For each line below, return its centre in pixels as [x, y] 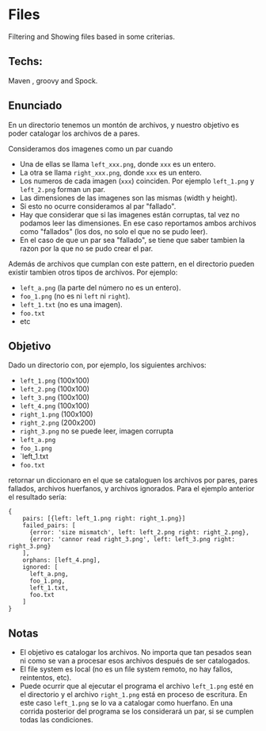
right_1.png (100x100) [56, 414]
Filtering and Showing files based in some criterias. [92, 37]
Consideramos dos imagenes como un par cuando [91, 148]
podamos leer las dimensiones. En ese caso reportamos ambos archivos [138, 223]
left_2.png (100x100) [54, 389]
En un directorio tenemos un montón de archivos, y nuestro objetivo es [124, 125]
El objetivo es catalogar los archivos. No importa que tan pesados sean [135, 652]
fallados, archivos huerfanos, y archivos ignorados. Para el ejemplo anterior [131, 489]
